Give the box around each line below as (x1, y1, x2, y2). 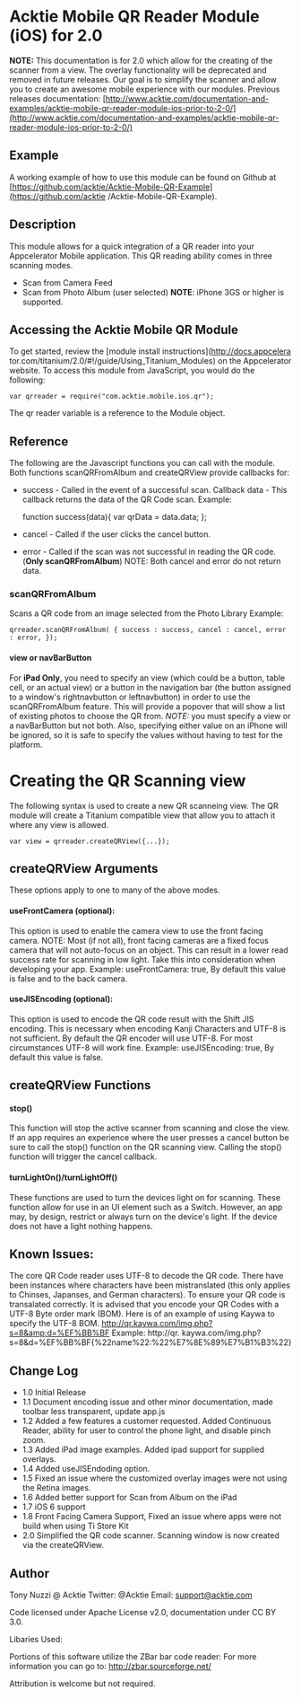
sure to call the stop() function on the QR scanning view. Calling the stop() (9, 1142, 282, 1153)
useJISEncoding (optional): (9, 994, 114, 1005)
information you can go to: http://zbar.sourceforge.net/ (9, 1661, 212, 1672)
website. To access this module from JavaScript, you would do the (9, 365, 255, 376)
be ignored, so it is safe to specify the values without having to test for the (9, 729, 284, 740)
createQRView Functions (9, 1078, 151, 1093)
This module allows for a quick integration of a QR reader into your (9, 241, 255, 251)
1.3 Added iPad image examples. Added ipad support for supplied (21, 1444, 265, 1456)
